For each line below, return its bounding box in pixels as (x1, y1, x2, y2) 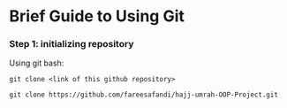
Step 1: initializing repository (9, 38, 134, 50)
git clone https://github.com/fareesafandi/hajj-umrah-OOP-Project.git (9, 90, 278, 99)
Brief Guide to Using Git (9, 6, 185, 27)
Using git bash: (9, 58, 64, 68)
